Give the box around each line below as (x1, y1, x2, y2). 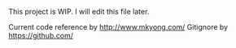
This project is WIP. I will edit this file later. (8, 7, 150, 16)
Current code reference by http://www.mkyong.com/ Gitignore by (8, 22, 229, 31)
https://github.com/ (8, 31, 73, 40)
